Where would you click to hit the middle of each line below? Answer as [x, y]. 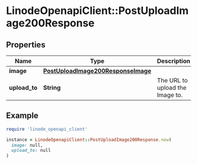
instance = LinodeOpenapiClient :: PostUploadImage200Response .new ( [89, 139]
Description [174, 61]
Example [22, 116]
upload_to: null [31, 151]
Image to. [170, 95]
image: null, [27, 145]
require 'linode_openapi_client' [47, 129]
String [52, 88]
